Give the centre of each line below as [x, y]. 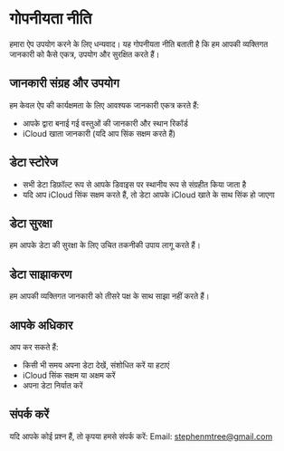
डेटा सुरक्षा [31, 223]
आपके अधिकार [41, 325]
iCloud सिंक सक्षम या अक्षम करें [69, 375]
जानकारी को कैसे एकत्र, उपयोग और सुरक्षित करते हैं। [85, 54]
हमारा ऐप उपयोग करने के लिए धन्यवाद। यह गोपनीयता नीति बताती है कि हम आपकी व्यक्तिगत [139, 43]
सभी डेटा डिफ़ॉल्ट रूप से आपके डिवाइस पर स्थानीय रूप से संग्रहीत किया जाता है [134, 184]
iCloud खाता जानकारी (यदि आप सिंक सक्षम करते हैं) [99, 133]
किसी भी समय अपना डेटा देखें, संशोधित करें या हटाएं [96, 365]
